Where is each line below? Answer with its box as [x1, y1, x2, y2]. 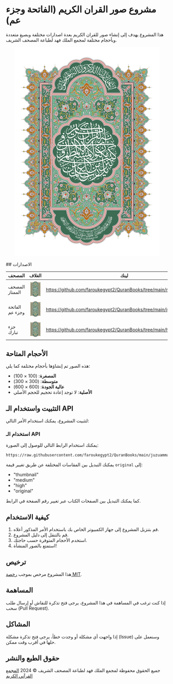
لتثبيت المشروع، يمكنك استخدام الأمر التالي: [6, 418, 89, 424]
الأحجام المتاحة [6, 349, 48, 358]
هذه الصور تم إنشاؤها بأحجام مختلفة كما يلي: [6, 363, 90, 369]
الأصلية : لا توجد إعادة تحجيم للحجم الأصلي [13, 389, 92, 395]
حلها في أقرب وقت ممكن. [6, 639, 56, 645]
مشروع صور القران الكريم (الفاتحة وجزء [6, 4, 157, 15]
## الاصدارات [6, 261, 32, 267]
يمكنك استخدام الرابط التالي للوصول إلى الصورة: [6, 442, 99, 448]
